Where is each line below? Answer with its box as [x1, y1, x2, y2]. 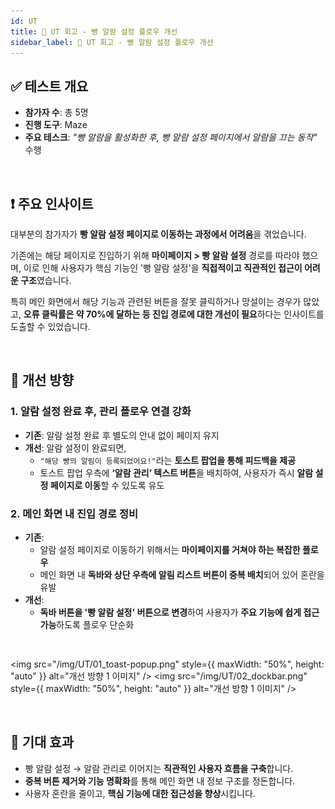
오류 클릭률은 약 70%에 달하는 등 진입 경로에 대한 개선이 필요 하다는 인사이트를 [23, 308, 325, 320]
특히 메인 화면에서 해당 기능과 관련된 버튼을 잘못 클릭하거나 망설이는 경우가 [10, 296, 302, 307]
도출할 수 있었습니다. [10, 321, 91, 332]
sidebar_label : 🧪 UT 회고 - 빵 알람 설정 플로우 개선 [10, 37, 214, 47]
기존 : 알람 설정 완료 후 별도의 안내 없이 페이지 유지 [24, 429, 220, 441]
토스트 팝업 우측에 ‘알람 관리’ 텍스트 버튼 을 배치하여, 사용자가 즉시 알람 [39, 466, 314, 479]
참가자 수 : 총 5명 [24, 106, 89, 119]
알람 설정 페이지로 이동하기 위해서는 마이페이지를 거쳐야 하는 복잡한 [39, 543, 301, 555]
